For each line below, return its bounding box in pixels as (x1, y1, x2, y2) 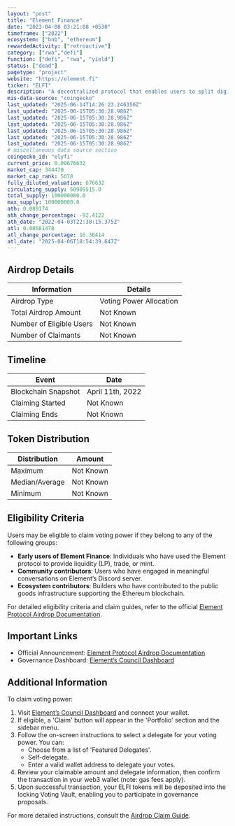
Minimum (10, 488, 42, 498)
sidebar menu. (17, 723, 59, 732)
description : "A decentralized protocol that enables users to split (7, 88, 215, 95)
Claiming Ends (10, 409, 58, 419)
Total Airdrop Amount (10, 308, 81, 318)
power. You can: (17, 739, 64, 747)
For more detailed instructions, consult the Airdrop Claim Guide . (7, 811, 191, 820)
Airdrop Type (10, 297, 54, 306)
